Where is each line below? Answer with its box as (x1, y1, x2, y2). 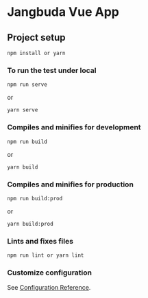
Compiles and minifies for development (7, 123, 142, 132)
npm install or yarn (7, 50, 66, 56)
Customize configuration (7, 268, 92, 277)
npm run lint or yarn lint (7, 252, 84, 259)
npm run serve (7, 81, 48, 88)
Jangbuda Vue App (7, 4, 120, 20)
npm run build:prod (7, 195, 63, 202)
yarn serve (7, 107, 38, 114)
